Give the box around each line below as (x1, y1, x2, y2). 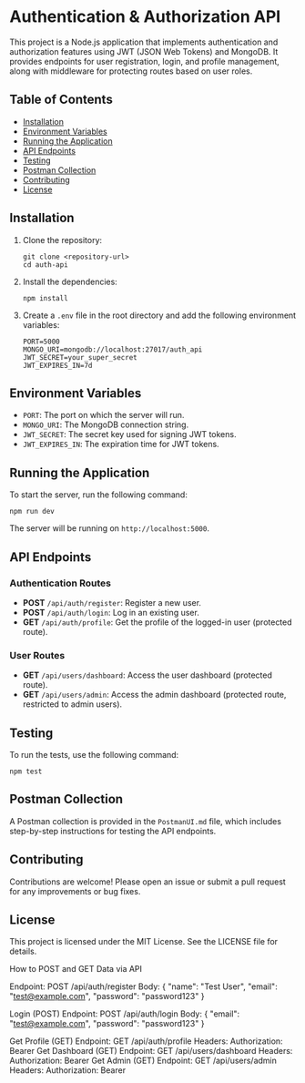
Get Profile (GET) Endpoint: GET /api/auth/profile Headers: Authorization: (9, 1036, 284, 1047)
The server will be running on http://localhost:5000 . (9, 523, 209, 534)
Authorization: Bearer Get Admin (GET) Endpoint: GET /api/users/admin (9, 1055, 278, 1067)
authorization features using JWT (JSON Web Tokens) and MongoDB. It (9, 46, 279, 56)
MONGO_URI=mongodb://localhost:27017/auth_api (22, 344, 203, 354)
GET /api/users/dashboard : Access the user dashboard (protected (22, 669, 273, 680)
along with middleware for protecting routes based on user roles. (9, 66, 253, 77)
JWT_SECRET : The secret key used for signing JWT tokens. (22, 429, 237, 440)
